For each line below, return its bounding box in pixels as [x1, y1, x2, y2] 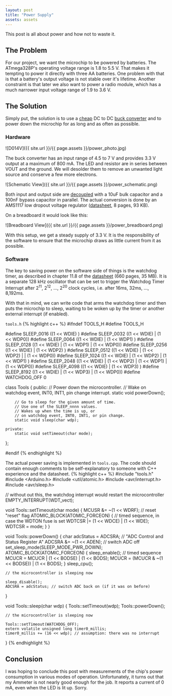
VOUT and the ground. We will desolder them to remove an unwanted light [5, 166, 163, 172]
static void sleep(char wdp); [14, 417, 80, 423]
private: [5, 427, 24, 432]
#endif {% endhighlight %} [5, 450, 62, 456]
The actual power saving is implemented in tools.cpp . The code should [5, 460, 156, 466]
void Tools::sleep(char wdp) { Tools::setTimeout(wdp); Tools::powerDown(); [5, 603, 166, 609]
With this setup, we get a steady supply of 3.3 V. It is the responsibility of [5, 232, 160, 238]
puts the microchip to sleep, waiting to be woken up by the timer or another [5, 306, 165, 312]
